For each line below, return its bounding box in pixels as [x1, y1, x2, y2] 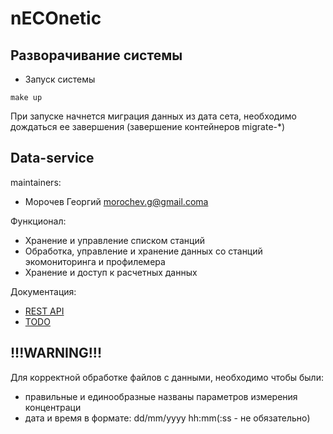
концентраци [24, 401, 82, 413]
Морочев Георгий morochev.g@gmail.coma [24, 195, 209, 207]
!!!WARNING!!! [10, 345, 102, 362]
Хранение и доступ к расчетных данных [24, 266, 198, 278]
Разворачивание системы [10, 47, 183, 64]
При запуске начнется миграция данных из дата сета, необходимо [10, 110, 297, 122]
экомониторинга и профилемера [24, 255, 166, 267]
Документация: [10, 285, 77, 297]
